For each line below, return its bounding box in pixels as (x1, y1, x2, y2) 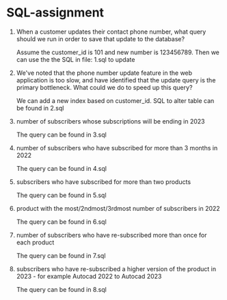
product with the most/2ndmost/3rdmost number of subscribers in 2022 (16, 204, 220, 212)
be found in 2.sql (16, 104, 64, 112)
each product (16, 238, 55, 246)
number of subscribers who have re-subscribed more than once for (16, 231, 207, 239)
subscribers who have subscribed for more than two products (16, 177, 191, 186)
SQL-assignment (6, 5, 104, 21)
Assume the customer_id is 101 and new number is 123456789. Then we (16, 48, 220, 56)
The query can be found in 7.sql (16, 251, 106, 259)
